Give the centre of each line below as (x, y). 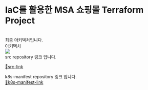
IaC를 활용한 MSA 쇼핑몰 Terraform (74, 10)
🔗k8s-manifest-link (24, 82)
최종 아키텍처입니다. (24, 40)
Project (20, 21)
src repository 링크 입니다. (31, 57)
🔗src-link (14, 67)
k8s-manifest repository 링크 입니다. (41, 76)
